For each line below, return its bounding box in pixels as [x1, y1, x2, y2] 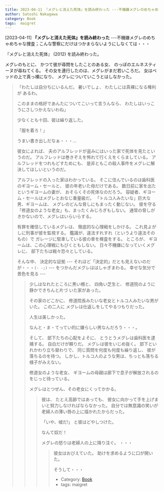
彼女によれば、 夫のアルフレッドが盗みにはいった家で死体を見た [17, 148, 147, 154]
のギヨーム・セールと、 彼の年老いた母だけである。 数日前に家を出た [17, 183, 156, 189]
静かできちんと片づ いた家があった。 [29, 287, 103, 293]
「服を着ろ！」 [17, 127, 47, 133]
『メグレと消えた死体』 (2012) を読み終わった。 [5, 51, 102, 57]
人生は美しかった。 [29, 314, 68, 320]
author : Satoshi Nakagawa [5, 12, 58, 17]
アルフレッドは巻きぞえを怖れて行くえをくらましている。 [35, 154, 151, 160]
